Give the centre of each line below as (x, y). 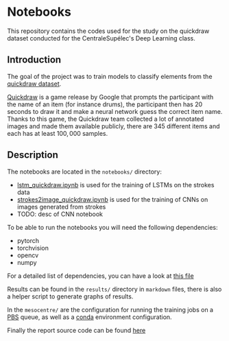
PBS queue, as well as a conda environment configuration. (90, 317)
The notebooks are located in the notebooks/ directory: (85, 172)
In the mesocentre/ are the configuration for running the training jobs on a (110, 309)
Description (33, 155)
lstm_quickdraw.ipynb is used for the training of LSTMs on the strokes (116, 185)
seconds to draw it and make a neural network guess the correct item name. (115, 111)
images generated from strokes (61, 207)
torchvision (33, 248)
